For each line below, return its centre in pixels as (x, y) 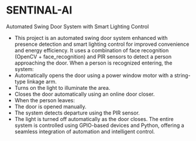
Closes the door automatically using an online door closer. (85, 94)
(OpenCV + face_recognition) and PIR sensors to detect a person (93, 56)
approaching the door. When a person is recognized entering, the (93, 63)
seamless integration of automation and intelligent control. (85, 131)
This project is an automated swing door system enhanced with (91, 38)
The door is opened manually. (50, 106)
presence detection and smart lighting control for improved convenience (102, 44)
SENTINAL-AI (39, 10)
